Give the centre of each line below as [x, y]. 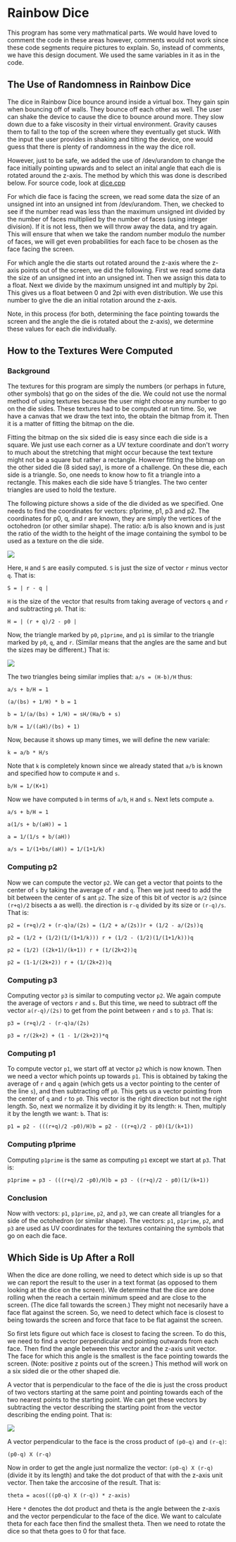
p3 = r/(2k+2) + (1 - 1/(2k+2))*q [58, 1036]
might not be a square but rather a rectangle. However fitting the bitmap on [116, 460]
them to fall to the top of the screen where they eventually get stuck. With [114, 131]
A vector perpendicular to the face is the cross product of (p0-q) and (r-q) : [117, 1441]
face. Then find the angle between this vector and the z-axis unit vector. [112, 1348]
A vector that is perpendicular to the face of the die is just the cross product [117, 1385]
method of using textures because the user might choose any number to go [117, 401]
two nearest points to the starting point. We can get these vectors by [107, 1400]
